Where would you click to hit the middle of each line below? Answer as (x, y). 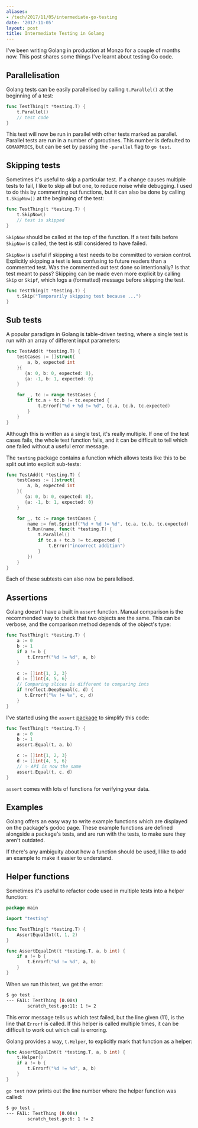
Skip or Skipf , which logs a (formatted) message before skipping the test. (95, 280)
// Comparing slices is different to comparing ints (83, 684)
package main (22, 908)
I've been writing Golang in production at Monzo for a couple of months (93, 50)
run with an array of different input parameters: (64, 341)
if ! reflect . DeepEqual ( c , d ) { (55, 690)
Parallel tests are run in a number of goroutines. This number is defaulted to (98, 141)
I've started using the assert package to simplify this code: (78, 718)
